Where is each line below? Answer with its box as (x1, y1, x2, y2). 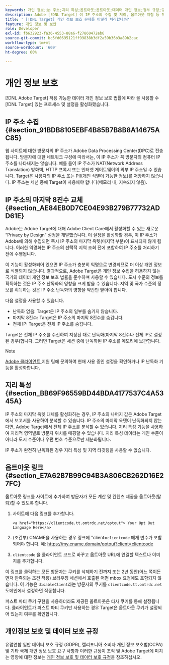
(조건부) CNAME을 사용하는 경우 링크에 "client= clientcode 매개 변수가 (12, 534, 153, 540)
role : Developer (5, 26, 39, 31)
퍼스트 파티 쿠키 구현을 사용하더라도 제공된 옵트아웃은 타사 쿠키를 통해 (5, 598, 142, 604)
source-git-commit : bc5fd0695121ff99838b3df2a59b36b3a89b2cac (5, 36, 138, 41)
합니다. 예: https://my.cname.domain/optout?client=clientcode (26, 541, 153, 547)
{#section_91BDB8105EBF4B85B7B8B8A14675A (5, 126, 160, 134)
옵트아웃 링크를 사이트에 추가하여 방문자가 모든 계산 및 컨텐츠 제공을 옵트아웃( (5, 493, 157, 499)
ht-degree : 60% (5, 49, 37, 55)
